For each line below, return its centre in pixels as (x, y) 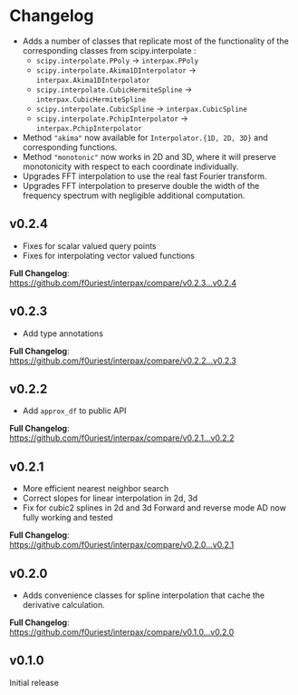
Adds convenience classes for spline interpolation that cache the (144, 595)
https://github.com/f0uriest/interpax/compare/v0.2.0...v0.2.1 (122, 545)
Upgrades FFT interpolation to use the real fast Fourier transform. (144, 176)
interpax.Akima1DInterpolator (93, 80)
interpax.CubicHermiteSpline (91, 99)
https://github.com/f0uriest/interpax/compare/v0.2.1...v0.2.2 (122, 438)
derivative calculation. (64, 605)
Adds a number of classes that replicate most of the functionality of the (156, 41)
